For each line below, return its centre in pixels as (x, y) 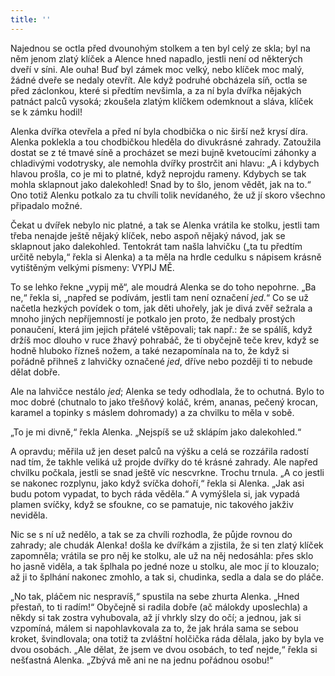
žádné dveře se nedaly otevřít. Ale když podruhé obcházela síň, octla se (159, 80)
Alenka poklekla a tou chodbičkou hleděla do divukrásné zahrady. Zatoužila (166, 142)
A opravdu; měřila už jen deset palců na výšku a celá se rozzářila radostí (159, 451)
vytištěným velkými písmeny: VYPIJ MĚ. (92, 267)
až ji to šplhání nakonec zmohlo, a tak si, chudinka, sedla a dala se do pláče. (167, 577)
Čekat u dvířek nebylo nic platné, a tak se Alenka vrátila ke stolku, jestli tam (165, 225)
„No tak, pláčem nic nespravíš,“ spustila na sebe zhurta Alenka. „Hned (155, 596)
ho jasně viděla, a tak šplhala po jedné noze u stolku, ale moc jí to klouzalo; (165, 566)
